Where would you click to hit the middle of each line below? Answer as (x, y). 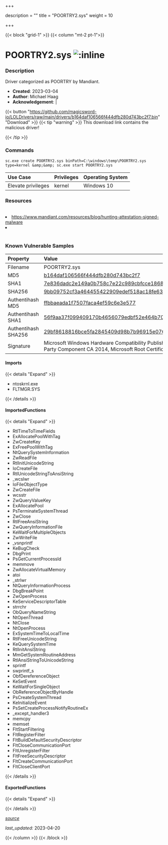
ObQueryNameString (34, 612)
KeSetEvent (24, 681)
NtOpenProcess (29, 628)
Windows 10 (98, 185)
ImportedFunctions (25, 410)
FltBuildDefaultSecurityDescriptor (47, 740)
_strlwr (19, 580)
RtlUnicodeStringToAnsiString (43, 474)
